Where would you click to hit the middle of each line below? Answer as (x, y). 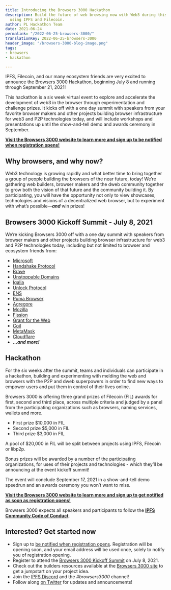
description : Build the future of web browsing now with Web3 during (81, 15)
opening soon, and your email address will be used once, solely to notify (89, 549)
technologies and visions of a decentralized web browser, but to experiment (85, 201)
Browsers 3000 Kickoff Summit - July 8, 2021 (79, 222)
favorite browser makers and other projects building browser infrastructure (84, 113)
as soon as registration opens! (38, 500)
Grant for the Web (32, 320)
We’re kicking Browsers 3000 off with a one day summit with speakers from (85, 234)
